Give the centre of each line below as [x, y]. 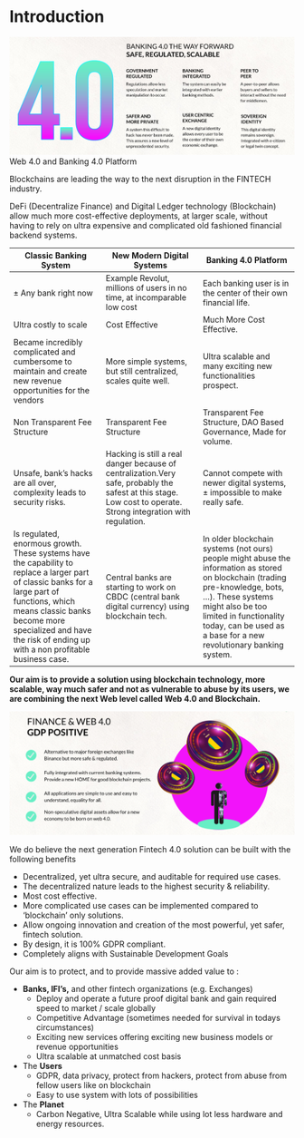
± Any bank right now [53, 293]
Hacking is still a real [144, 454]
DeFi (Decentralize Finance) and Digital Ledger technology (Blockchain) [143, 207]
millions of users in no [146, 288]
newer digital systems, [244, 483]
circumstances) [65, 1027]
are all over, [35, 483]
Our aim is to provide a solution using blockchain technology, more [138, 679]
